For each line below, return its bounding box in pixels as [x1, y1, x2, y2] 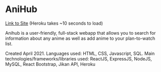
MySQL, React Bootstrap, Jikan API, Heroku [5, 61, 96, 67]
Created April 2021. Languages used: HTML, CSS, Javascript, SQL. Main [5, 50, 155, 56]
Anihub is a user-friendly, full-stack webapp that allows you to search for [5, 30, 156, 36]
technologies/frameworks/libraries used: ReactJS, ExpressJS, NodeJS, [5, 55, 152, 61]
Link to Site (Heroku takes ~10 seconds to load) [5, 20, 103, 26]
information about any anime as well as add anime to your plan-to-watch [5, 35, 155, 41]
